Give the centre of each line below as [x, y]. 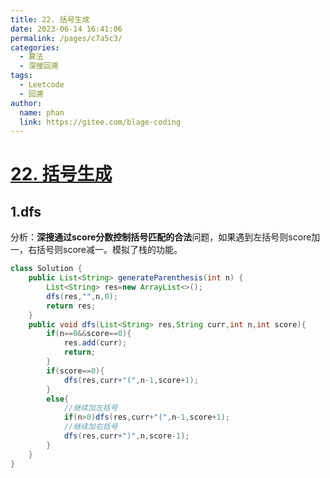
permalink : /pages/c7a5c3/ [66, 38]
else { [58, 399]
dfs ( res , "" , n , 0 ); [82, 296]
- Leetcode [42, 85]
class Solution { [46, 269]
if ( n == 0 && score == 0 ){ [89, 334]
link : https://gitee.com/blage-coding [100, 122]
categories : [35, 47]
